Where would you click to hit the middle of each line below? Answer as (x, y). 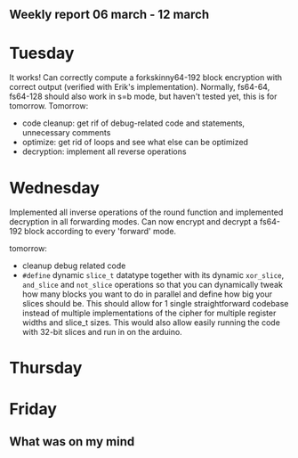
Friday (33, 409)
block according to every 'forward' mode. (100, 232)
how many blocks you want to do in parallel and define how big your (147, 294)
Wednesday (55, 188)
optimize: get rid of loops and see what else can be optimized (135, 143)
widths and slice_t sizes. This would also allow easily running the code (151, 323)
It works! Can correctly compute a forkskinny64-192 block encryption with (146, 78)
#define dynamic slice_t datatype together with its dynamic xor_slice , (153, 275)
